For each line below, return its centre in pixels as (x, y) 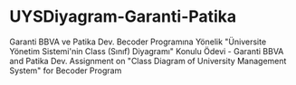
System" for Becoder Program (66, 71)
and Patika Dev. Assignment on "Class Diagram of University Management (148, 61)
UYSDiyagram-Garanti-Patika (123, 17)
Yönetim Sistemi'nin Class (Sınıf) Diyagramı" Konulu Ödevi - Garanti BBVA (147, 51)
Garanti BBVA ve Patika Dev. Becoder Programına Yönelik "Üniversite (138, 42)
